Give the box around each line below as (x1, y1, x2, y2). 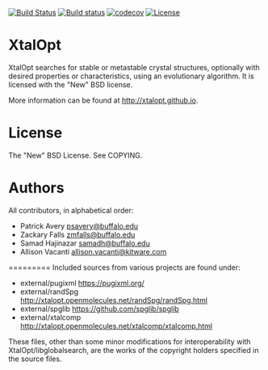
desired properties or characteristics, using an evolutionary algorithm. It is (8, 71, 254, 81)
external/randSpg (19, 287, 79, 296)
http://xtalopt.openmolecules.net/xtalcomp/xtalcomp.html (19, 321, 212, 330)
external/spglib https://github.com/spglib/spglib (19, 304, 179, 313)
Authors (8, 179, 65, 197)
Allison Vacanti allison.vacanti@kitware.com (19, 246, 167, 256)
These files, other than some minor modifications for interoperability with (8, 336, 251, 347)
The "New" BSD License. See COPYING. (8, 150, 143, 160)
